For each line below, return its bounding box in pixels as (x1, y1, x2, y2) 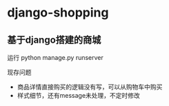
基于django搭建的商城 (7, 34, 101, 45)
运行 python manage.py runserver (7, 54, 103, 61)
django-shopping (7, 5, 109, 21)
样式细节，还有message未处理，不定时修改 (17, 92, 140, 99)
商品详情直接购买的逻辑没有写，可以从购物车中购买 (17, 83, 163, 91)
